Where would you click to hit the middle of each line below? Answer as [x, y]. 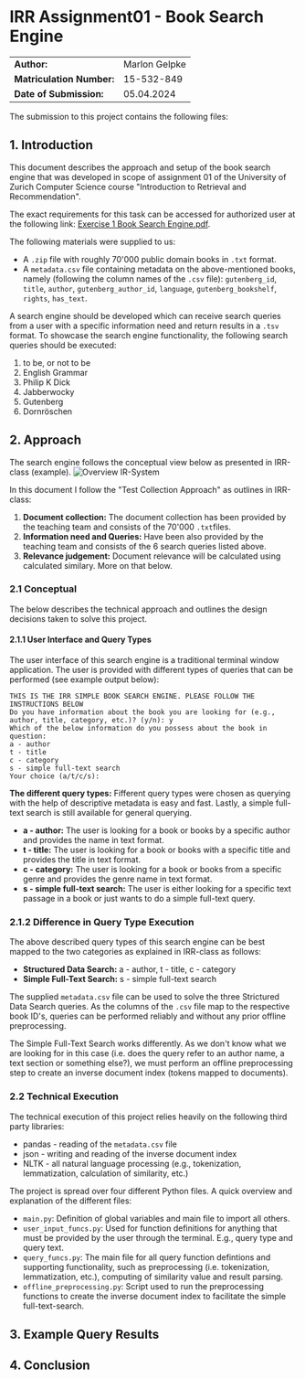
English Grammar [55, 372]
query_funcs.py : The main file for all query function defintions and [147, 1257]
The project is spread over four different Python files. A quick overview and [151, 1191]
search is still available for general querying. [109, 813]
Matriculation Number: [64, 79]
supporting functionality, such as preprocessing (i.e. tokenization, [146, 1267]
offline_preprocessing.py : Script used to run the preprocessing [143, 1286]
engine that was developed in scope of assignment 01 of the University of [148, 176]
